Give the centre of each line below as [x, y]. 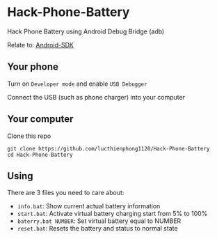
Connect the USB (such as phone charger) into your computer [96, 97]
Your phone [33, 67]
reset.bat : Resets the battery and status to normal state [98, 229]
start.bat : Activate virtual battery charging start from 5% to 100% [112, 214]
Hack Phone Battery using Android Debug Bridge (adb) [86, 31]
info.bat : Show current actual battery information [89, 206]
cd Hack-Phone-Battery [40, 155]
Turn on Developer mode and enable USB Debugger [77, 84]
